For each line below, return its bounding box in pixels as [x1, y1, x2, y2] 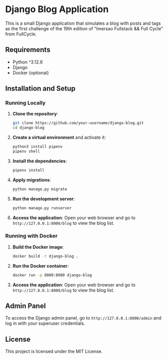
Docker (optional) [12, 70, 49, 76]
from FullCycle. [5, 31, 37, 37]
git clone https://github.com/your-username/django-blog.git [12, 121, 144, 126]
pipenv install [12, 167, 45, 172]
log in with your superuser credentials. [5, 320, 85, 326]
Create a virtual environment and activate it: [12, 135, 106, 141]
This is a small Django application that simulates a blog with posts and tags [5, 20, 161, 26]
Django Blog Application [5, 4, 109, 15]
